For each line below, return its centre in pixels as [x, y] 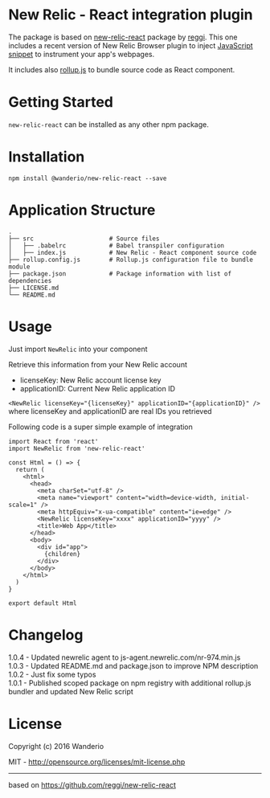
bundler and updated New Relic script [71, 691]
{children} [62, 554]
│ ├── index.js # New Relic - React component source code [133, 252]
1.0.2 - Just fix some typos [52, 674]
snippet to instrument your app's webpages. [82, 54]
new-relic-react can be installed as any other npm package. [108, 124]
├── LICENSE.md [34, 288]
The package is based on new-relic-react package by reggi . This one [123, 37]
